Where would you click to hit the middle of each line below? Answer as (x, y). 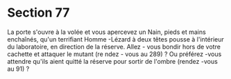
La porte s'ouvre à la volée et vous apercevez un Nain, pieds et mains (106, 32)
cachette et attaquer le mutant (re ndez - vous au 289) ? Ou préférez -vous (114, 54)
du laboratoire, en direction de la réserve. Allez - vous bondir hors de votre (114, 46)
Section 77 (38, 13)
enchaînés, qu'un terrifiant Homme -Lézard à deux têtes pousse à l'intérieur (115, 39)
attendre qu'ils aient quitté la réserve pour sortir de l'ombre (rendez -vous (113, 61)
